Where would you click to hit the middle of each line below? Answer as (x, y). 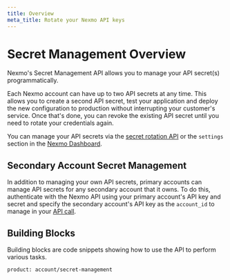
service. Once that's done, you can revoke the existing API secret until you (113, 116)
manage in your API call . (42, 212)
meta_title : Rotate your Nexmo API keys (66, 20)
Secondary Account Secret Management (97, 165)
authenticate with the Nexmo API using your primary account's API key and (114, 197)
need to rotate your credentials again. (60, 123)
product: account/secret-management (60, 270)
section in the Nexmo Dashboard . (55, 144)
